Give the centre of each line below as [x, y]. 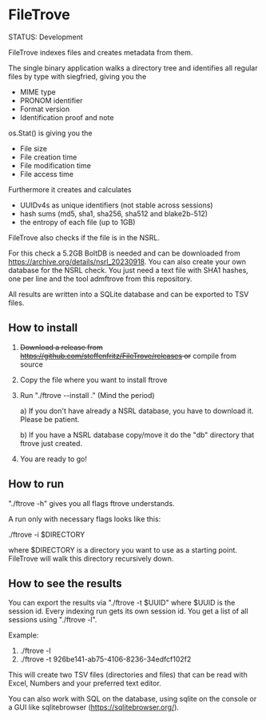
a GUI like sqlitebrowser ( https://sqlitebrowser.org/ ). [94, 707]
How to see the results [65, 583]
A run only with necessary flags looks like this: [85, 519]
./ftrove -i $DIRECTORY [47, 534]
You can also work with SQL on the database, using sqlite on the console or [133, 699]
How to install [43, 328]
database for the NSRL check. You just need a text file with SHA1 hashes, [129, 270]
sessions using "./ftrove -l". [53, 620]
